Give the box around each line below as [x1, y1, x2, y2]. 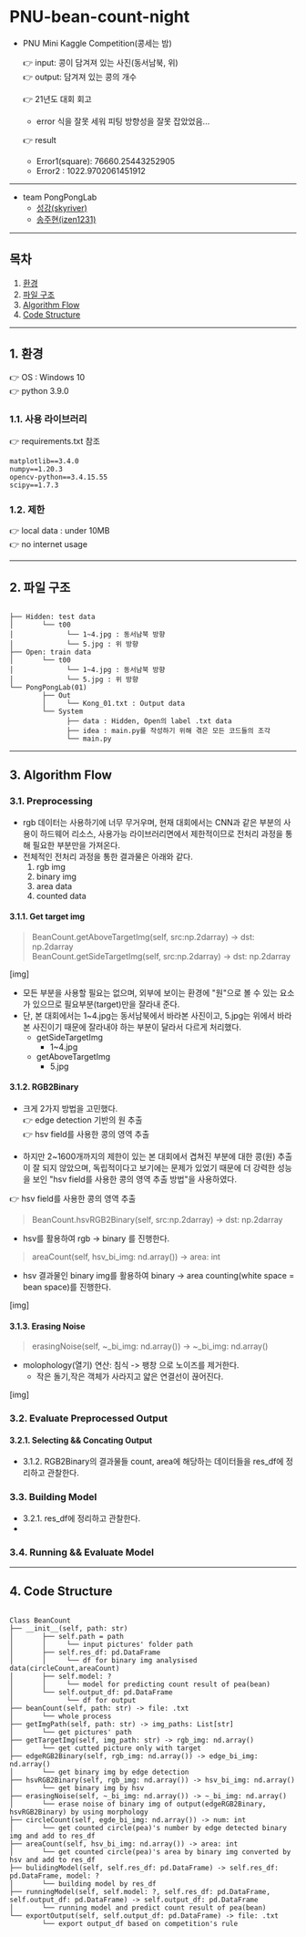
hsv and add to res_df [9, 1855, 96, 1864]
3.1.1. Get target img [9, 911, 86, 922]
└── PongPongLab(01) [9, 682, 88, 692]
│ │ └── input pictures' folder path [9, 1640, 194, 1649]
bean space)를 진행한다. [22, 1281, 112, 1292]
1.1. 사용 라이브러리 [9, 413, 88, 426]
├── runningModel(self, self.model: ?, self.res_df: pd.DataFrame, [9, 1887, 271, 1896]
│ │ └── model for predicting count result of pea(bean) [9, 1680, 271, 1689]
